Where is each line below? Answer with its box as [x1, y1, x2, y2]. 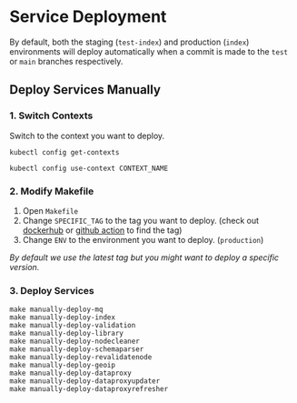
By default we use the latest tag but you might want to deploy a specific [9, 252, 280, 263]
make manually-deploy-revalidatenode [9, 353, 153, 362]
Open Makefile [22, 205, 79, 216]
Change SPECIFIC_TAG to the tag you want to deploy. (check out [22, 215, 260, 226]
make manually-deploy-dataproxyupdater [9, 377, 161, 386]
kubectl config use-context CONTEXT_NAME [9, 164, 169, 173]
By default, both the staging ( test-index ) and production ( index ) [9, 36, 250, 47]
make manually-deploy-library [9, 329, 124, 338]
